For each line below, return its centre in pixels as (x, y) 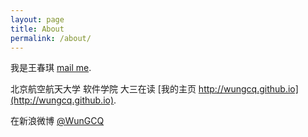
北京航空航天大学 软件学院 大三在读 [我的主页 (103, 89)
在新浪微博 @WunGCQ (57, 121)
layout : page (37, 19)
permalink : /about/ (51, 38)
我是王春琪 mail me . (51, 68)
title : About (37, 29)
